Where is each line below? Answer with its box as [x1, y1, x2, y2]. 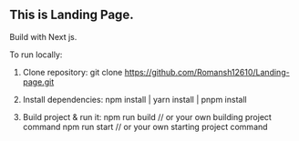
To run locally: [9, 49, 63, 60]
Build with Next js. [9, 31, 77, 42]
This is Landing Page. [9, 7, 134, 23]
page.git [22, 76, 55, 87]
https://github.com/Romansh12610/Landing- [124, 66, 290, 77]
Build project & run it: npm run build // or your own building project [22, 111, 272, 122]
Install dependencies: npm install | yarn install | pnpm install [22, 94, 248, 105]
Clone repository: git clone [22, 66, 123, 77]
